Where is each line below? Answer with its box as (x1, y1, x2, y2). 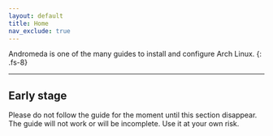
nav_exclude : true (8, 27, 71, 35)
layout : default (8, 11, 63, 20)
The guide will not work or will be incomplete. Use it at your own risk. (8, 119, 240, 129)
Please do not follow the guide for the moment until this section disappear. (8, 110, 258, 120)
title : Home (8, 19, 49, 28)
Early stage (8, 88, 67, 102)
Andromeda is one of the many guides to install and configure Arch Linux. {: (8, 49, 262, 59)
